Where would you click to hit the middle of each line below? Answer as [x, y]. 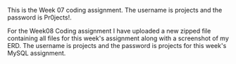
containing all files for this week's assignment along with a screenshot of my [118, 38]
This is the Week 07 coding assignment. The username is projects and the [115, 10]
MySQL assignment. [37, 53]
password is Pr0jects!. [39, 17]
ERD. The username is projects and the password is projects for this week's [117, 46]
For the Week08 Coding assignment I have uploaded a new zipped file [109, 31]
